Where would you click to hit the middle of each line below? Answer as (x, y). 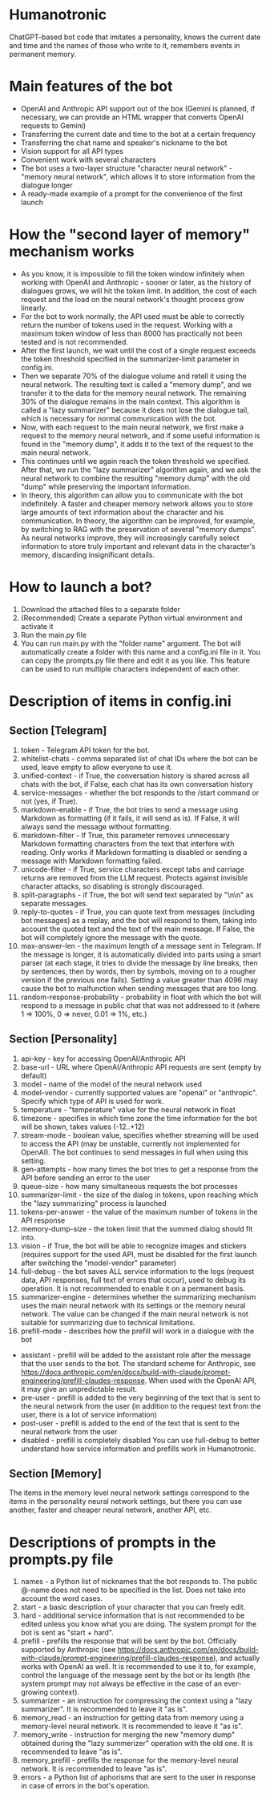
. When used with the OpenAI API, (201, 1381)
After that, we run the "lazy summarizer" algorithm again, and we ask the (141, 470)
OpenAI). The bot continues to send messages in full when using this (135, 1152)
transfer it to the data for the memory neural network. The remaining (133, 393)
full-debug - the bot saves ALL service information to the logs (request (137, 1271)
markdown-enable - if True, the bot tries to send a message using (129, 809)
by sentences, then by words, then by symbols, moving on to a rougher (138, 971)
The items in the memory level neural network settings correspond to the (129, 1493)
